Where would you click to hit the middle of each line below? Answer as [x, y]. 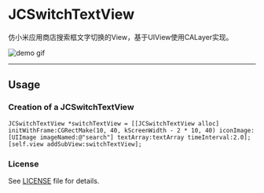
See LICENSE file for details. [54, 180]
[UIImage [22, 137]
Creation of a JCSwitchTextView [71, 107]
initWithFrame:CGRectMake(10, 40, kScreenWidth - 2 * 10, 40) [112, 130]
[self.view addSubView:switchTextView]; [75, 144]
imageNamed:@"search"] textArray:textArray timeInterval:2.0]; [145, 137]
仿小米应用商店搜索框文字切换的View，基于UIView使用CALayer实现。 [121, 37]
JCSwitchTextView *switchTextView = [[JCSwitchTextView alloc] [114, 123]
